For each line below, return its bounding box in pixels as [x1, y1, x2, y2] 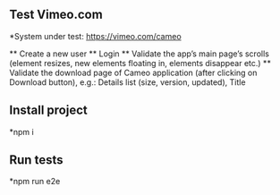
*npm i [9, 126, 34, 137]
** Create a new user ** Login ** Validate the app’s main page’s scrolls [9, 48, 270, 59]
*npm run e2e [9, 176, 61, 187]
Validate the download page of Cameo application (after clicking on [9, 67, 258, 78]
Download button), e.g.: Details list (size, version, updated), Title [9, 76, 246, 88]
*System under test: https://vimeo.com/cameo [9, 30, 182, 41]
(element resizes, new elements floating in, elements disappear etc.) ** [9, 57, 271, 68]
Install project [9, 103, 88, 118]
